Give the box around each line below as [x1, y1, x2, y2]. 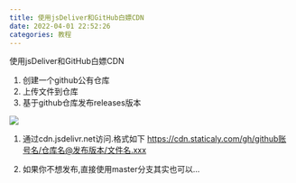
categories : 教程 [9, 30, 72, 39]
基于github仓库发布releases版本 [22, 97, 142, 108]
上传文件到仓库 [22, 87, 79, 97]
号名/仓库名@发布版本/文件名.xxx [22, 145, 147, 156]
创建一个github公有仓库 [22, 75, 110, 86]
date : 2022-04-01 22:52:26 [9, 22, 111, 31]
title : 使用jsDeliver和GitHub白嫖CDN [9, 13, 144, 23]
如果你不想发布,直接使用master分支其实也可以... [22, 164, 200, 175]
